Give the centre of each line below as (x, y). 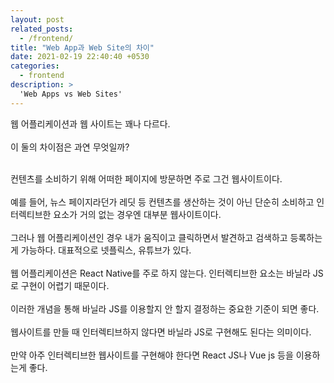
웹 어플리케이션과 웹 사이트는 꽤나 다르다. (90, 123)
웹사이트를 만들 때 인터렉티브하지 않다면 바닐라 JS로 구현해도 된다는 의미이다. (161, 332)
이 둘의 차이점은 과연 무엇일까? (70, 147)
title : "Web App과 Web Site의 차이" (82, 47)
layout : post (37, 19)
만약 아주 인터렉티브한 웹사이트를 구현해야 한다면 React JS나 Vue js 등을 (152, 355)
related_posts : (42, 29)
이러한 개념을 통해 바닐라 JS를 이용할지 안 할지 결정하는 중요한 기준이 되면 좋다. (165, 308)
